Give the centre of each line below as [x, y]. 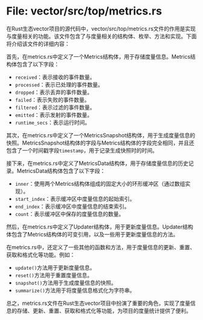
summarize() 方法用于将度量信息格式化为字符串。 [75, 290]
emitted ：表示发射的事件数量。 [53, 115]
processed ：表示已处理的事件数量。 [59, 84]
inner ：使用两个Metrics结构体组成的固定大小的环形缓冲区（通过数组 [100, 183]
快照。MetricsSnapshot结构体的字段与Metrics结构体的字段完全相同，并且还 [100, 143]
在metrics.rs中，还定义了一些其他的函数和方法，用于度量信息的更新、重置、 [101, 247]
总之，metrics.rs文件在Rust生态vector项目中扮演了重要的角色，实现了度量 [98, 303]
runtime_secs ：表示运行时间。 [53, 122]
